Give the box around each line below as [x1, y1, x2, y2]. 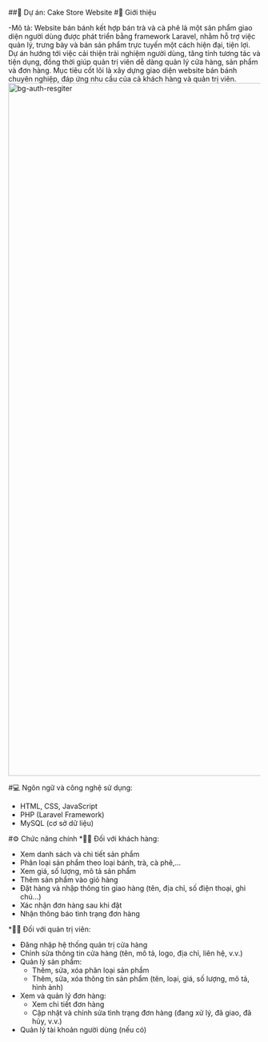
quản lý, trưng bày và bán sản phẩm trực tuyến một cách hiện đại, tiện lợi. [8, 40, 250, 50]
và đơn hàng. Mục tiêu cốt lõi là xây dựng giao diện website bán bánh [8, 66, 238, 75]
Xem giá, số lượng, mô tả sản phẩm [19, 867, 137, 876]
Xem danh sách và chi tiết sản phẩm [19, 849, 140, 859]
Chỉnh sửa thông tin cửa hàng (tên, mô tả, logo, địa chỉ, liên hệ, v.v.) [19, 948, 243, 958]
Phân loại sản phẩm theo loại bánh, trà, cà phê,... [19, 858, 182, 868]
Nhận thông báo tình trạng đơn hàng [19, 909, 140, 918]
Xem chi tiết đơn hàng [31, 1000, 105, 1008]
